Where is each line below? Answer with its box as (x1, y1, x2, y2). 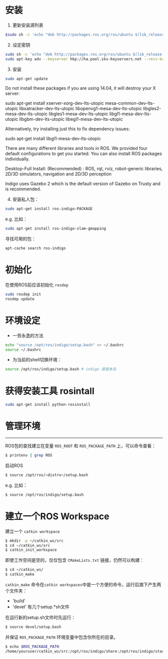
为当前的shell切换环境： (12, 357, 62, 363)
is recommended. (5, 186, 41, 192)
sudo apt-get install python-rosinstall (5, 402, 91, 407)
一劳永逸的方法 (12, 332, 43, 338)
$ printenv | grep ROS (5, 453, 52, 458)
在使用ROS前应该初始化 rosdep (5, 282, 68, 288)
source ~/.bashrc (5, 347, 41, 352)
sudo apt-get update (5, 76, 48, 81)
